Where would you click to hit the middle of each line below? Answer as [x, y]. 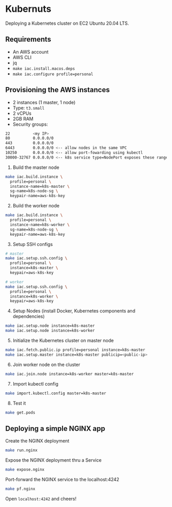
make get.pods [20, 412]
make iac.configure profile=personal [53, 74]
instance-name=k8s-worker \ [40, 224]
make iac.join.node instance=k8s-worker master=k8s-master [70, 374]
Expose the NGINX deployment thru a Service [53, 460]
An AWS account [30, 51]
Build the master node [36, 167]
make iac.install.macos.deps [44, 68]
